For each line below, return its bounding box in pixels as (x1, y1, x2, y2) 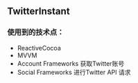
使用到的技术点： (7, 28, 64, 37)
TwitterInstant (7, 6, 71, 17)
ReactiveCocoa (17, 44, 61, 52)
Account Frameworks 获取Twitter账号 (17, 59, 125, 68)
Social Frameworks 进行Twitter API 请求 (17, 68, 131, 76)
